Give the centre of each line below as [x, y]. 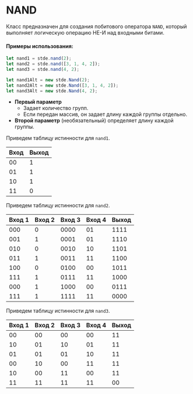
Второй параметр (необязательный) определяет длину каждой [94, 121]
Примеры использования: [40, 46]
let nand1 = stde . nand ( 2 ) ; [39, 59]
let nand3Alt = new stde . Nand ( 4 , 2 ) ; [52, 91]
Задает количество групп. [56, 108]
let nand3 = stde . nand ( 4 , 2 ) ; [43, 69]
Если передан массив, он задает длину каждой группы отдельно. [105, 114]
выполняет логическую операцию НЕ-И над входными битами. [85, 32]
